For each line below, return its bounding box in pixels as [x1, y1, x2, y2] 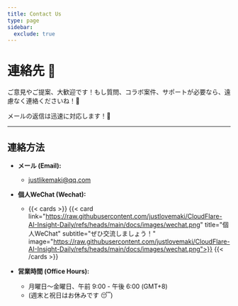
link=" [28, 212, 46, 220]
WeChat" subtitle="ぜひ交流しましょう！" [34, 229, 156, 238]
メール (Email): [17, 161, 62, 170]
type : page [7, 17, 40, 24]
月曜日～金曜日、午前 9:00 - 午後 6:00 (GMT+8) [28, 282, 168, 290]
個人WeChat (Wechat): [17, 190, 86, 199]
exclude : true [13, 30, 55, 38]
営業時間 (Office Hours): [17, 267, 90, 275]
